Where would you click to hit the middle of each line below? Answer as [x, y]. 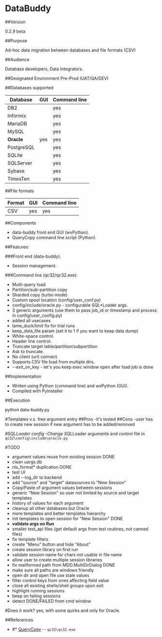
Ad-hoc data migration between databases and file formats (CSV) [71, 50]
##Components [21, 223]
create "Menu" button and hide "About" [51, 544]
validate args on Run [33, 523]
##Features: [17, 247]
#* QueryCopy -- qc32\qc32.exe [44, 629]
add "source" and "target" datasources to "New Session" [69, 482]
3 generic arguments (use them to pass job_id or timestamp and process [84, 310]
